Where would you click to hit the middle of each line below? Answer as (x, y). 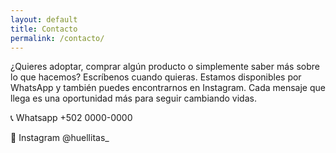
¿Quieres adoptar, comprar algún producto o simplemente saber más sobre (165, 67)
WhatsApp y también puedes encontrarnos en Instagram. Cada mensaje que (168, 88)
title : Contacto (44, 29)
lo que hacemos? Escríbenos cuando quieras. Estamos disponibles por (156, 77)
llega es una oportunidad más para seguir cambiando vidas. (133, 98)
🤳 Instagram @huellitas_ (60, 138)
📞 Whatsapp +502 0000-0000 (71, 118)
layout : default (44, 19)
